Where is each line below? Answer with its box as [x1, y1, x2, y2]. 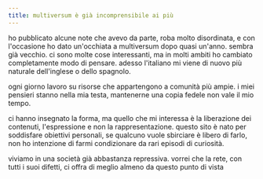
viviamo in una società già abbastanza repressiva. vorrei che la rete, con [8, 154, 242, 163]
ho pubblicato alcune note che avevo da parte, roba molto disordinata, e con [8, 33, 255, 42]
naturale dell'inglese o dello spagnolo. [8, 66, 131, 75]
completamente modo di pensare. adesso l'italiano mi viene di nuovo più [8, 58, 242, 68]
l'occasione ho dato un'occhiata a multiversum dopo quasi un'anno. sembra [8, 41, 254, 51]
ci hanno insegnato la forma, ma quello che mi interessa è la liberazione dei [8, 113, 252, 122]
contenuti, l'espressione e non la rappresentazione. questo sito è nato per [8, 122, 247, 131]
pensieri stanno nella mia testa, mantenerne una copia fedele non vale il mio [8, 89, 254, 99]
